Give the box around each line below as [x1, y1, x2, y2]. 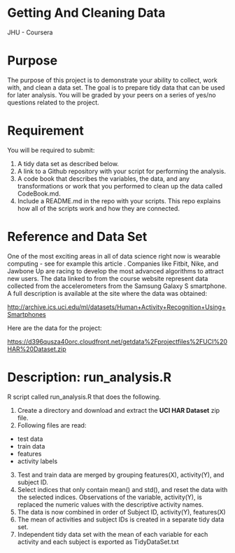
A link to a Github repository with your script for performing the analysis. [17, 167, 226, 175]
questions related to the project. [7, 98, 99, 107]
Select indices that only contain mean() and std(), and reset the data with [17, 485, 228, 493]
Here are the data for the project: [7, 324, 103, 332]
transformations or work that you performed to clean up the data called [17, 182, 223, 190]
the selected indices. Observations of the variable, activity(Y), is [17, 493, 203, 501]
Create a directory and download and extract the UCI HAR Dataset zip [17, 406, 220, 414]
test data [17, 435, 43, 443]
